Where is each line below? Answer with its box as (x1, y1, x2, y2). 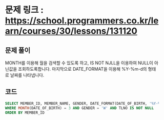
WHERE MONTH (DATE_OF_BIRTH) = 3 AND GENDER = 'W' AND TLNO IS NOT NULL (5, 105, 154, 110)
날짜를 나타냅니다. (10, 72, 44, 78)
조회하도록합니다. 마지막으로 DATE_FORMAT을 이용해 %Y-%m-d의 (18, 66, 147, 72)
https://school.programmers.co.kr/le (5, 15, 159, 26)
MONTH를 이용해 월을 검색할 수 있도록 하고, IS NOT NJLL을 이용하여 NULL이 (5, 60, 153, 66)
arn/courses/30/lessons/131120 (5, 25, 138, 37)
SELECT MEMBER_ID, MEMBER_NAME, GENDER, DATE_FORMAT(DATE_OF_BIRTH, (5, 101, 147, 106)
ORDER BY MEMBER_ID (5, 110, 45, 115)
